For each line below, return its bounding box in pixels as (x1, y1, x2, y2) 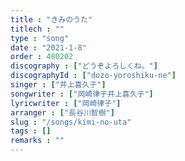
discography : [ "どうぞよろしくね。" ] (10, 61, 158, 71)
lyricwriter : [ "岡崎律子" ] (10, 98, 122, 108)
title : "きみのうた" (10, 14, 93, 25)
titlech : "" (10, 24, 65, 34)
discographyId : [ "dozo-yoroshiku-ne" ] (10, 71, 177, 81)
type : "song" (10, 33, 70, 43)
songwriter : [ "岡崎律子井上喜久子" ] (10, 89, 154, 99)
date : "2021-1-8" (10, 42, 87, 53)
